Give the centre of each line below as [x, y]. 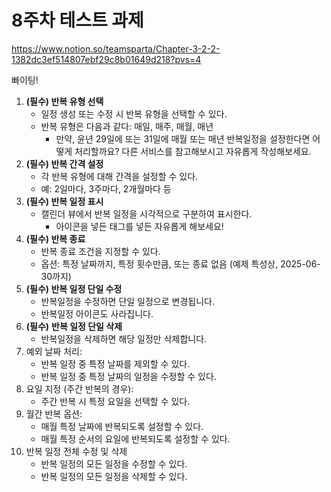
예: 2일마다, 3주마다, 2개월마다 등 [106, 188]
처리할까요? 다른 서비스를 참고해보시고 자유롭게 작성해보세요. [193, 151]
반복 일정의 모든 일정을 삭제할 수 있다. [114, 476]
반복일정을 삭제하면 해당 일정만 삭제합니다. [124, 338]
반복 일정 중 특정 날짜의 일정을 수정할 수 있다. [128, 376]
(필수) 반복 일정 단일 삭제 [74, 326]
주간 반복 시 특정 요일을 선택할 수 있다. [115, 401]
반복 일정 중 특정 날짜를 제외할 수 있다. [115, 363]
